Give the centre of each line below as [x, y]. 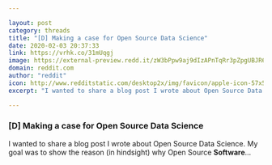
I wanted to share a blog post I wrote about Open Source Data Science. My [133, 143]
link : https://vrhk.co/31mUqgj [61, 53]
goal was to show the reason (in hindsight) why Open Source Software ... [130, 152]
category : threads [39, 30]
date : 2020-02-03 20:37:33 [54, 45]
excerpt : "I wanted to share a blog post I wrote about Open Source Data [136, 91]
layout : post [30, 23]
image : [19, 61]
